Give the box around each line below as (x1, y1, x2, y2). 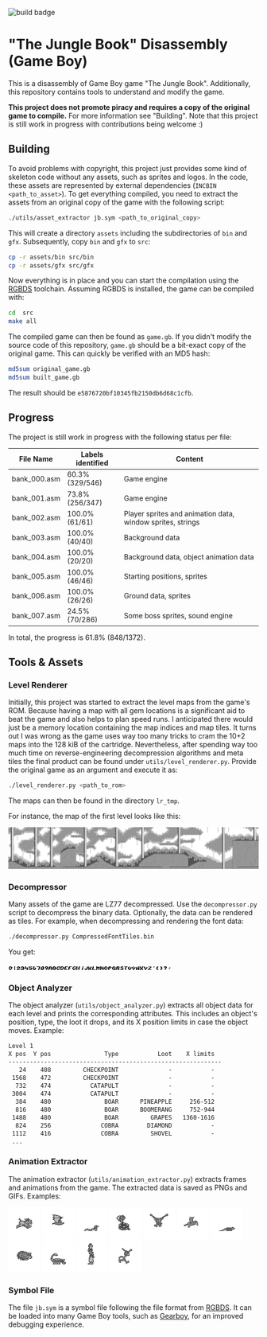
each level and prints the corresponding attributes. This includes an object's (8, 1009, 258, 1019)
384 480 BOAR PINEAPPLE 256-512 (15, 1098, 215, 1106)
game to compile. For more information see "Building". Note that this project (8, 111, 258, 120)
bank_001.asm (11, 493, 61, 503)
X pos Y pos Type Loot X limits (8, 1050, 215, 1058)
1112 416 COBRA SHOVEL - (11, 1130, 215, 1138)
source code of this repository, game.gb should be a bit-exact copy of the (8, 341, 246, 350)
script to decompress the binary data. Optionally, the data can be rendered (8, 908, 253, 918)
